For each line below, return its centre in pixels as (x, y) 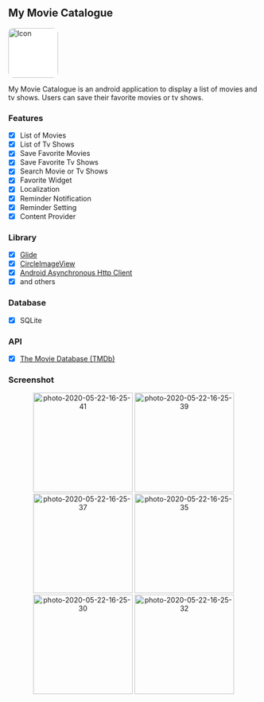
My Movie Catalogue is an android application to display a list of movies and (133, 89)
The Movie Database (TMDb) (67, 358)
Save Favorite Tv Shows (59, 162)
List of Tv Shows (47, 144)
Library (23, 237)
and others (37, 282)
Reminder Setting (48, 207)
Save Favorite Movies (55, 154)
